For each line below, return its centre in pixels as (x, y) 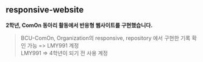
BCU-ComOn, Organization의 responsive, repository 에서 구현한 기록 (105, 38)
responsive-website (45, 10)
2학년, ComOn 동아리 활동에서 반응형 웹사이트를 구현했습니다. (79, 25)
